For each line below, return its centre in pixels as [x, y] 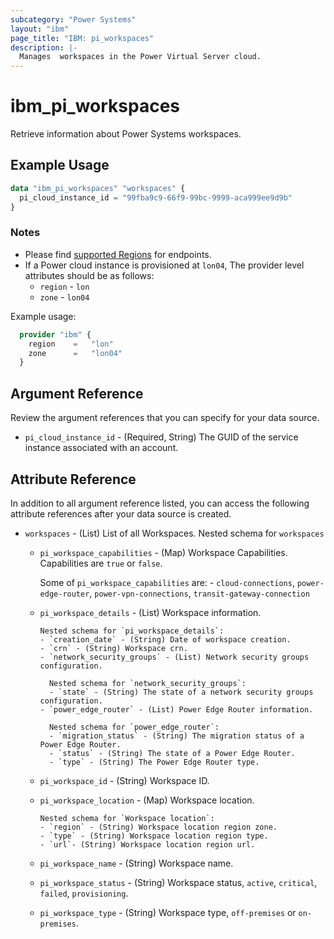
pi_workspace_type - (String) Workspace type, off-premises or [168, 912]
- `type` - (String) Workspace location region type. [154, 836]
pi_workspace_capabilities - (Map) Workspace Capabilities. [163, 552]
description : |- [44, 47]
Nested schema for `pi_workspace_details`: [132, 631]
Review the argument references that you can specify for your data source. [165, 418]
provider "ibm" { [55, 334]
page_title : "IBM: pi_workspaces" [82, 38]
